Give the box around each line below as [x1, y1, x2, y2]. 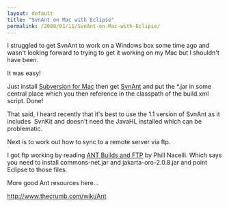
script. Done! [7, 97, 44, 105]
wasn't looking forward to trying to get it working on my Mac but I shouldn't [7, 49, 220, 57]
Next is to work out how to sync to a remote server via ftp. [7, 138, 171, 146]
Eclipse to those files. [7, 165, 68, 174]
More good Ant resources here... [7, 179, 99, 187]
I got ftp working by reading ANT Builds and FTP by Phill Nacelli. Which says [7, 151, 222, 159]
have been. [7, 56, 39, 64]
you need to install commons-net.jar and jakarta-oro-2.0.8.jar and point [7, 158, 208, 167]
